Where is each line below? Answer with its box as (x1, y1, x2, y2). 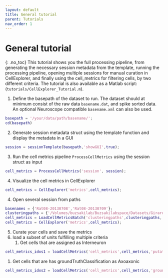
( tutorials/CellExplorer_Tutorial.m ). (5, 86, 84, 92)
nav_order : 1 (5, 21, 32, 26)
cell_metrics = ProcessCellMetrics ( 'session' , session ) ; (5, 168, 126, 173)
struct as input (12, 158, 42, 165)
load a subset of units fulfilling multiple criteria (12, 234, 108, 240)
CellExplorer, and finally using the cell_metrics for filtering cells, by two (5, 75, 151, 81)
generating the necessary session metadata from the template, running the (5, 64, 160, 70)
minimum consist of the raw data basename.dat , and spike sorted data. (12, 101, 156, 107)
